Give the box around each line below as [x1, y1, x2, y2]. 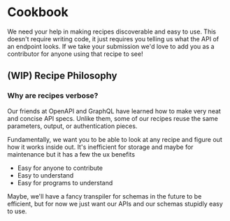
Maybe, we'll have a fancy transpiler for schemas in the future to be [7, 192, 202, 200]
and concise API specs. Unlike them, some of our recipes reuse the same [7, 114, 218, 122]
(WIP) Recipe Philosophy [7, 70, 117, 82]
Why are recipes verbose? [7, 91, 99, 101]
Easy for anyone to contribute [17, 164, 103, 172]
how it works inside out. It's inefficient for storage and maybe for [7, 143, 194, 151]
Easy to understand [17, 171, 74, 179]
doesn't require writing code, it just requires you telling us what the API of [7, 34, 219, 43]
